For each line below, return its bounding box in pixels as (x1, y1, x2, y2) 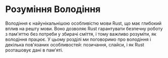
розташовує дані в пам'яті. (5, 47, 63, 53)
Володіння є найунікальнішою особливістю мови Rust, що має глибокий (5, 20, 162, 26)
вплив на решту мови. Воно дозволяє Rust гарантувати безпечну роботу (5, 25, 163, 31)
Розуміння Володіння (5, 4, 101, 15)
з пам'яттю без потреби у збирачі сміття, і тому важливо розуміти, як (5, 31, 157, 37)
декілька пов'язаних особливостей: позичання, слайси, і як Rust (5, 41, 144, 47)
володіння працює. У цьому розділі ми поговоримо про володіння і (5, 36, 151, 42)
